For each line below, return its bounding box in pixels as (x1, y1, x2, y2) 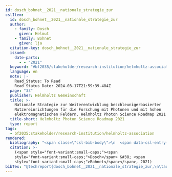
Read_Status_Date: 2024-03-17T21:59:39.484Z (14, 83, 111, 88)
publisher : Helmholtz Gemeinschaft (10, 93, 86, 98)
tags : (5, 126, 17, 131)
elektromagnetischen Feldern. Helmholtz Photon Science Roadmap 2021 (14, 112, 166, 117)
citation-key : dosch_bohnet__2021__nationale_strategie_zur (10, 45, 141, 50)
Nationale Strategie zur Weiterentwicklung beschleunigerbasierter (14, 103, 161, 108)
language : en (10, 69, 38, 74)
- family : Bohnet (14, 36, 52, 41)
